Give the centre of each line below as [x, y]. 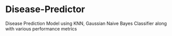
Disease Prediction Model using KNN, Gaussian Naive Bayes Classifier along [86, 23]
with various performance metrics [41, 28]
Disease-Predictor [45, 9]
